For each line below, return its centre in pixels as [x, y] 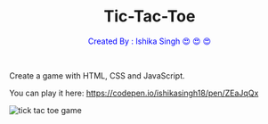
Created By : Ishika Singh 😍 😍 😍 [150, 41]
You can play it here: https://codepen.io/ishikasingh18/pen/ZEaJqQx [134, 93]
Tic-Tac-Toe [150, 17]
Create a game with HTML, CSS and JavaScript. [97, 75]
